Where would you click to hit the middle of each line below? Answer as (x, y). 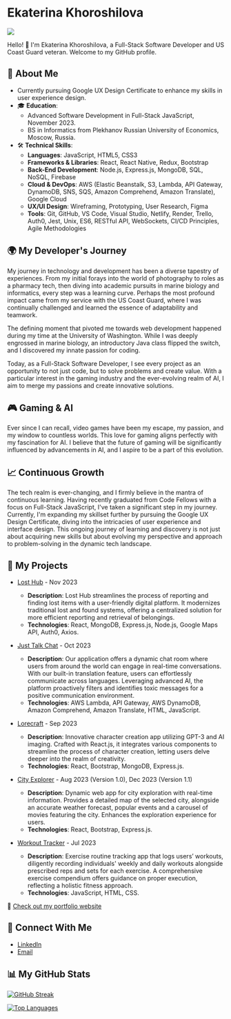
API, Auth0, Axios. (53, 632)
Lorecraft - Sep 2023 (47, 723)
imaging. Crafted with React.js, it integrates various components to (122, 744)
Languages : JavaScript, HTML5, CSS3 (82, 155)
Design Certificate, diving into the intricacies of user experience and (104, 522)
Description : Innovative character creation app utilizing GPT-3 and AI (126, 737)
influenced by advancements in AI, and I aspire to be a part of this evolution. (115, 450)
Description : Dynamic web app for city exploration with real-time (120, 793)
